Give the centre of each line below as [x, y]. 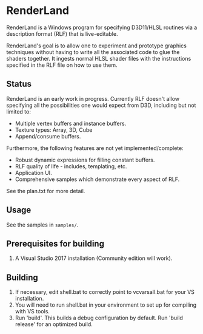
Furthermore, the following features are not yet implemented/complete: [95, 148]
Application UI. [34, 172]
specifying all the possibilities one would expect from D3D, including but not [101, 105]
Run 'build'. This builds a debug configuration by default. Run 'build [99, 318]
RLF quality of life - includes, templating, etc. [71, 166]
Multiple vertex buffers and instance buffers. [71, 123]
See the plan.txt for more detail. [46, 191]
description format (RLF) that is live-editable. [62, 33]
